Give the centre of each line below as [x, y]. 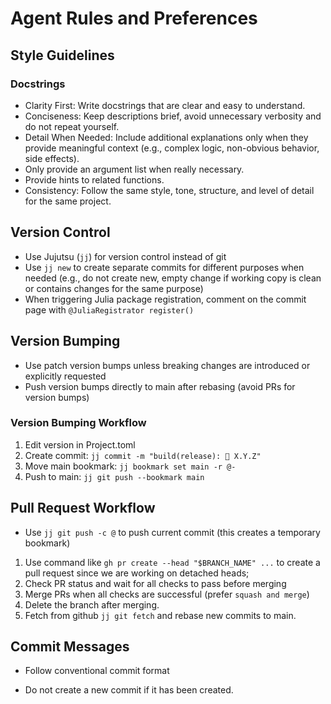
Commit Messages [70, 646]
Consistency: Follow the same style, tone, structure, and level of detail [169, 190]
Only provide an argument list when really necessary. [134, 169]
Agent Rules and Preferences [134, 18]
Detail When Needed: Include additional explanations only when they [166, 137]
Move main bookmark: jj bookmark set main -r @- [130, 466]
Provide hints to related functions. [94, 179]
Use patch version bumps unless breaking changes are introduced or [167, 365]
